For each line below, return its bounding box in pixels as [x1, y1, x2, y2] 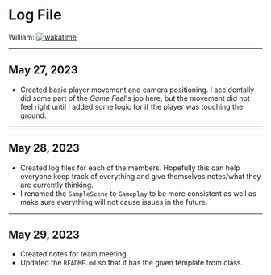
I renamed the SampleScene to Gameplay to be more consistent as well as [19, 188, 256, 198]
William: [8, 32, 35, 42]
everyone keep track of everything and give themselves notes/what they [19, 171, 261, 181]
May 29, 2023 [8, 227, 80, 241]
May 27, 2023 [8, 63, 78, 77]
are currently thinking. [19, 180, 94, 190]
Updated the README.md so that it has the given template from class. [19, 258, 244, 268]
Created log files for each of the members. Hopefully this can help [19, 163, 240, 173]
